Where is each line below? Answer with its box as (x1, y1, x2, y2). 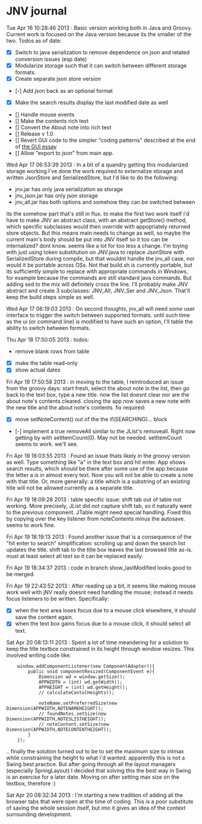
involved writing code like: (6, 651, 71, 659)
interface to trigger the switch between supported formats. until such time (6, 312, 191, 319)
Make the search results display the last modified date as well (14, 99, 168, 106)
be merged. (6, 571, 35, 578)
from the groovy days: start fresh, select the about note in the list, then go (6, 385, 190, 392)
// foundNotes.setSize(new (38, 711, 107, 717)
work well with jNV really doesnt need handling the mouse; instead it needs (6, 589, 194, 596)
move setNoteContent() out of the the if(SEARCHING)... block (14, 416, 168, 423)
